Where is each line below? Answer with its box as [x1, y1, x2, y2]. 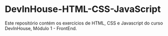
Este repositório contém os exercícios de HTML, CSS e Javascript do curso [5, 20, 163, 26]
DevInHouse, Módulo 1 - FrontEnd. [5, 25, 77, 31]
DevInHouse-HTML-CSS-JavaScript [5, 3, 161, 15]
